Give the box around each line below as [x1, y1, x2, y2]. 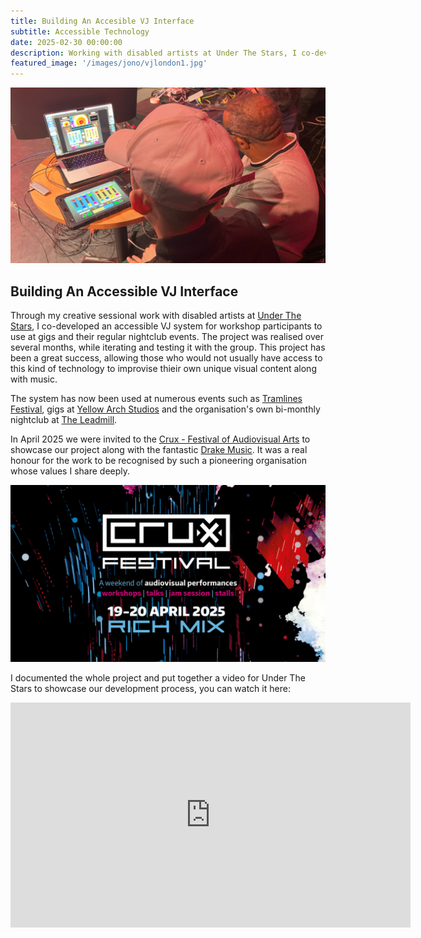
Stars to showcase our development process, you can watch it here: [10, 683, 291, 695]
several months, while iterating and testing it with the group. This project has [10, 341, 326, 353]
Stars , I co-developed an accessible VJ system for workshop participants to [10, 320, 323, 332]
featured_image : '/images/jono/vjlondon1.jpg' [10, 58, 208, 69]
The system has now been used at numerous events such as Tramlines [10, 392, 303, 404]
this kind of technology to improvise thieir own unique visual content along [10, 362, 317, 374]
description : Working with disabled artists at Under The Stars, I [10, 48, 298, 58]
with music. [10, 373, 58, 385]
